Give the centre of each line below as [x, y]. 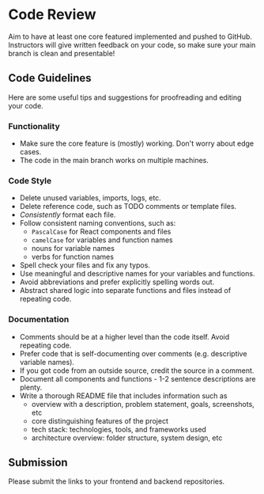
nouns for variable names [73, 249]
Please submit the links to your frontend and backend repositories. [117, 481]
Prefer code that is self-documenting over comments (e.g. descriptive [133, 353]
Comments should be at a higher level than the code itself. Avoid [124, 336]
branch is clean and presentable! [62, 53]
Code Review [52, 15]
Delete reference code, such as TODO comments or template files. [128, 207]
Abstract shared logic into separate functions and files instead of [125, 291]
